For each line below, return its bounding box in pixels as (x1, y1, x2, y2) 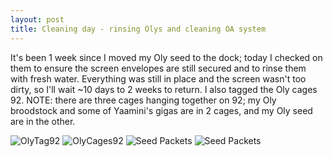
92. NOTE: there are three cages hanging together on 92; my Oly (10, 94, 277, 106)
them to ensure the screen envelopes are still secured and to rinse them (10, 62, 307, 74)
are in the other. (10, 115, 76, 127)
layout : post (10, 14, 65, 25)
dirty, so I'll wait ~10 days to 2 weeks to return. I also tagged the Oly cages (10, 83, 318, 95)
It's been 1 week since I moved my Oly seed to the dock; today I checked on (10, 51, 323, 63)
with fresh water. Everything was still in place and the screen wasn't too (10, 72, 307, 85)
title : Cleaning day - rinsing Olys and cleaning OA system (10, 24, 267, 34)
